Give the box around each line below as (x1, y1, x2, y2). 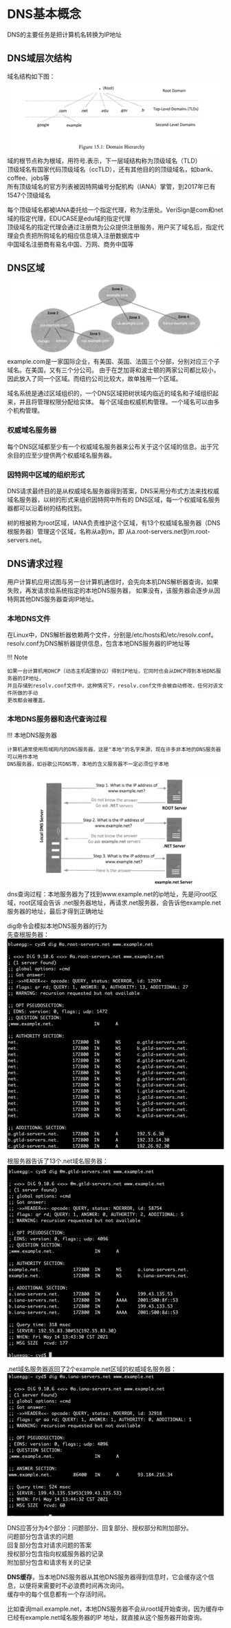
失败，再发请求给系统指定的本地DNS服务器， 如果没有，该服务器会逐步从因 (7, 586, 221, 595)
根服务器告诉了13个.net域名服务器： (7, 1157, 109, 1165)
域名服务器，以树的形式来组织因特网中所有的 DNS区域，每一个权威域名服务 (7, 495, 221, 504)
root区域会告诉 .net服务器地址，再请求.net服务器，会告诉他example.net (19, 898, 221, 907)
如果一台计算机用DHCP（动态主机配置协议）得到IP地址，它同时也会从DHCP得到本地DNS (7, 668, 217, 674)
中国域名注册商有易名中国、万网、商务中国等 (7, 240, 134, 248)
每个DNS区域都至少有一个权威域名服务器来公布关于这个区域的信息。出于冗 (7, 442, 219, 451)
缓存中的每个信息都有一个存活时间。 (7, 1589, 110, 1598)
